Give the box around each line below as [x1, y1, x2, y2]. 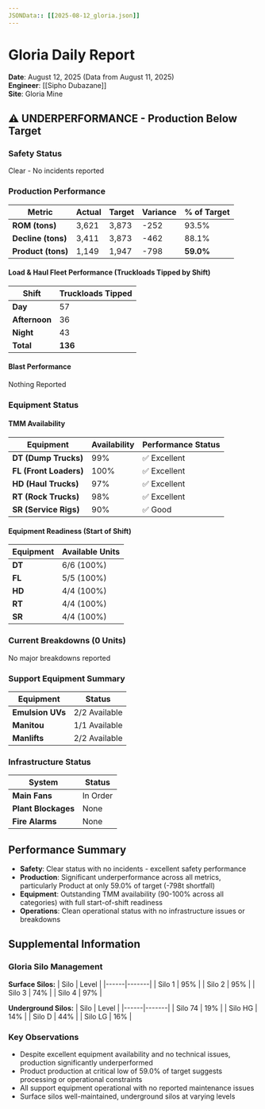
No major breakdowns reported [8, 653, 111, 662]
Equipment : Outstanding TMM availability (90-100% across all [19, 889, 225, 899]
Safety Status [8, 148, 62, 159]
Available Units [62, 547, 121, 558]
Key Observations [8, 1031, 79, 1042]
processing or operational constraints [19, 1074, 143, 1084]
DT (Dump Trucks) [12, 453, 83, 464]
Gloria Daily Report [8, 45, 135, 63]
